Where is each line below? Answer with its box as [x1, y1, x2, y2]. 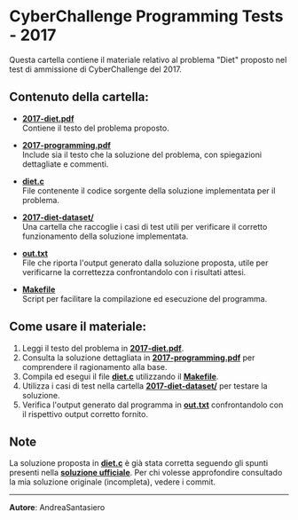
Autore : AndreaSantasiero [9, 502, 106, 513]
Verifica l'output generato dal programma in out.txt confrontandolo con [21, 399, 284, 410]
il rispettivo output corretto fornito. [21, 408, 149, 419]
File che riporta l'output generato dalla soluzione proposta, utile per [21, 257, 269, 268]
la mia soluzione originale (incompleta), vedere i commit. [9, 477, 216, 487]
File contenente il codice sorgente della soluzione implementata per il [21, 185, 276, 196]
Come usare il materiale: [9, 319, 147, 335]
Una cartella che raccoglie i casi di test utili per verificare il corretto [21, 221, 268, 232]
